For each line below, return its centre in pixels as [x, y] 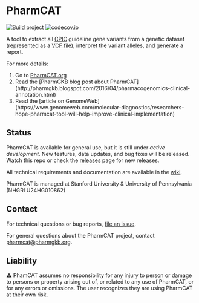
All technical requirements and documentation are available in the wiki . [94, 172]
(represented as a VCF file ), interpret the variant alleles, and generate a [95, 45]
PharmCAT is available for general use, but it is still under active [86, 147]
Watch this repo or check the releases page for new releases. [83, 160]
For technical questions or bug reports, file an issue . [71, 224]
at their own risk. [27, 295]
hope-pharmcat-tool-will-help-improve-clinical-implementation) [95, 114]
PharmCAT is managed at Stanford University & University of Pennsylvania [99, 184]
